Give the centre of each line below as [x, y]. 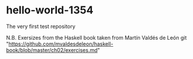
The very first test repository [41, 26]
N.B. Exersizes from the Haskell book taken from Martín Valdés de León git [96, 37]
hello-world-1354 [50, 10]
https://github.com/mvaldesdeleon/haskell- [61, 44]
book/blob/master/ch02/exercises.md [52, 50]
